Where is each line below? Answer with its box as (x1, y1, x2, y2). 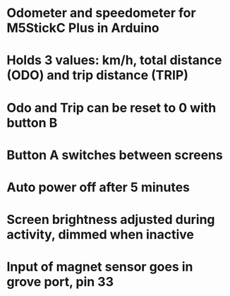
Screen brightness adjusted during (6, 212, 216, 227)
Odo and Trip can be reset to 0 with (6, 100, 217, 116)
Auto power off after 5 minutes (6, 179, 190, 195)
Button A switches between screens (6, 147, 223, 163)
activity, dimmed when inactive (6, 227, 195, 243)
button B (6, 114, 58, 131)
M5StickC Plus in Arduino (6, 20, 159, 36)
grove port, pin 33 (6, 274, 114, 290)
